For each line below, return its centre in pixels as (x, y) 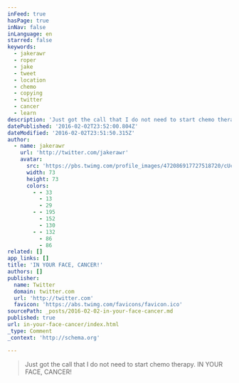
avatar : (31, 160)
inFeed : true (27, 14)
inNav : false (27, 27)
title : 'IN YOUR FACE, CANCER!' (55, 265)
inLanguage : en (30, 34)
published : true (31, 318)
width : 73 (41, 172)
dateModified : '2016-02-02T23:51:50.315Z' (71, 133)
